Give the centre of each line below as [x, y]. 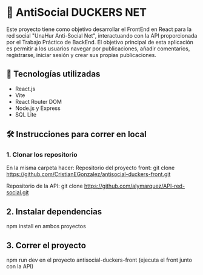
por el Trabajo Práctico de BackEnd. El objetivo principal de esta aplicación [100, 42]
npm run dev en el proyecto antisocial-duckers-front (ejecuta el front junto [99, 260]
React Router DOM [38, 101]
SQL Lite [26, 114]
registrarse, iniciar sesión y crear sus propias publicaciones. [81, 55]
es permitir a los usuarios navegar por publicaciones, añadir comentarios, [98, 49]
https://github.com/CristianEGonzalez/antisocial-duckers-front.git [88, 174]
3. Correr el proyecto [46, 245]
